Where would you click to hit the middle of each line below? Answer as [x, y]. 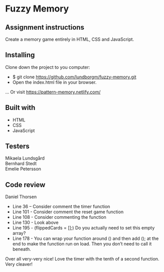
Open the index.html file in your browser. [54, 82]
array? [19, 233]
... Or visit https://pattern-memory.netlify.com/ [53, 92]
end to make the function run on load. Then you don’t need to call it [82, 244]
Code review [25, 184]
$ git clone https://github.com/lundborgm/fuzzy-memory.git [74, 77]
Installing [20, 55]
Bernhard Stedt [21, 164]
